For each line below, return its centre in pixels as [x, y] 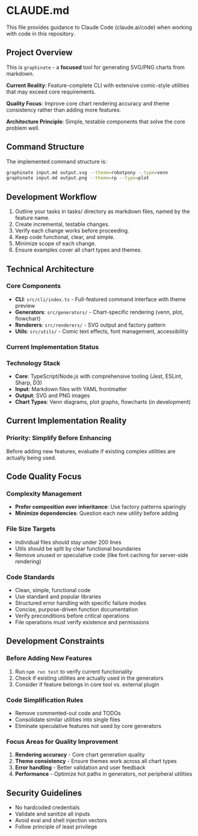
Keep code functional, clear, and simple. [65, 237]
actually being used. [31, 458]
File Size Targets [31, 529]
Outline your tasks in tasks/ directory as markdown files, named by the [102, 211]
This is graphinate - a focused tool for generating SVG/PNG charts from [96, 67]
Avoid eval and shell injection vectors [61, 820]
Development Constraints [55, 641]
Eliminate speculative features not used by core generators [88, 726]
